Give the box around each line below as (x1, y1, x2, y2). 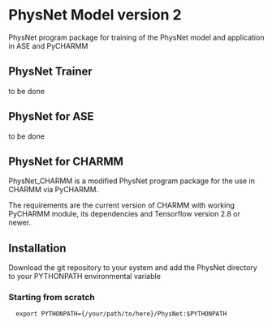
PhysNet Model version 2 (8, 6, 182, 24)
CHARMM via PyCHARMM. (8, 185, 99, 195)
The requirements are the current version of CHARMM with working (8, 200, 235, 210)
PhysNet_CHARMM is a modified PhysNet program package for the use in (8, 176, 256, 186)
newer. (8, 217, 31, 228)
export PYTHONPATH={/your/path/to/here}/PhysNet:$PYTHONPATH (15, 310, 227, 318)
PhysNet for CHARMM (8, 154, 124, 168)
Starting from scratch (8, 292, 96, 303)
